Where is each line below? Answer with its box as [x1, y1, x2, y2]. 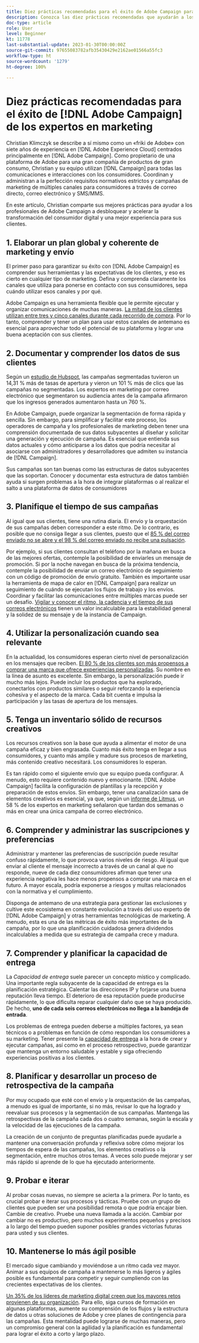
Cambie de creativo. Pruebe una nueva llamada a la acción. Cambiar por [6, 1210, 182, 1217]
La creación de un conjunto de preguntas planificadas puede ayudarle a [6, 1133, 182, 1140]
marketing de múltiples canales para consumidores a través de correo [6, 183, 177, 191]
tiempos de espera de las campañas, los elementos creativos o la [6, 1145, 166, 1152]
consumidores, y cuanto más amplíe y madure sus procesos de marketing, [6, 752, 188, 759]
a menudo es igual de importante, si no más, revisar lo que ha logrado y [6, 1103, 181, 1110]
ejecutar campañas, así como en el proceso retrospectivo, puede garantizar [6, 1041, 191, 1049]
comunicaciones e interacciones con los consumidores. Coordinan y [6, 171, 174, 178]
